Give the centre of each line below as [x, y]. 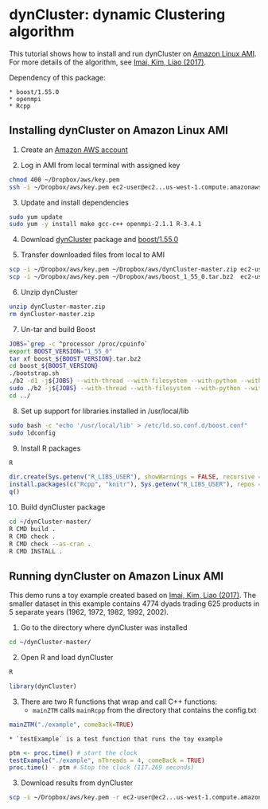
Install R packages [50, 448]
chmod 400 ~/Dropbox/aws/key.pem [64, 180]
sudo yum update [36, 217]
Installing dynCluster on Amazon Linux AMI [119, 130]
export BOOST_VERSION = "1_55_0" [61, 351]
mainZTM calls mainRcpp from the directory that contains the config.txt [144, 709]
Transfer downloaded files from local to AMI [93, 255]
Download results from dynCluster [77, 783]
